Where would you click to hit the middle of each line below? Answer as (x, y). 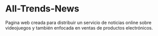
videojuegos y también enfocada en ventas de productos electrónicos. (79, 27)
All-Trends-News (42, 9)
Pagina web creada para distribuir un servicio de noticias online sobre (78, 22)
